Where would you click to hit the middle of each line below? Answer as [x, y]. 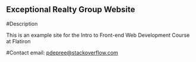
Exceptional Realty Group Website [71, 10]
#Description [22, 23]
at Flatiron [18, 41]
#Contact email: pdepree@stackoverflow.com [62, 53]
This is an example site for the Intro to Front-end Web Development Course [98, 35]
